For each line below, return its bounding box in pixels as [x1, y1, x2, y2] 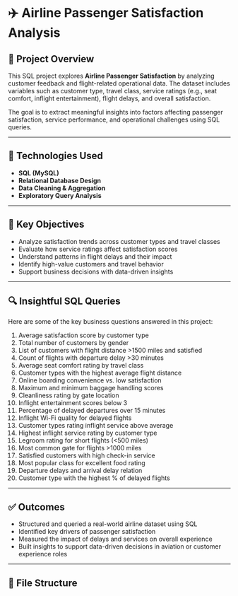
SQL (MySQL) [18, 168, 59, 177]
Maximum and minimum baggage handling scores [18, 384, 165, 392]
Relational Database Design [18, 176, 102, 185]
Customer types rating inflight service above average [18, 421, 174, 430]
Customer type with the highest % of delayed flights [18, 474, 170, 482]
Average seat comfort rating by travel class [18, 361, 144, 370]
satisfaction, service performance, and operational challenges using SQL [8, 115, 220, 124]
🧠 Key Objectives [8, 218, 85, 230]
